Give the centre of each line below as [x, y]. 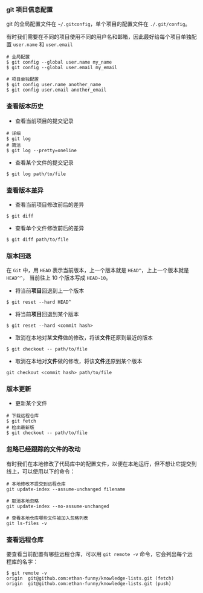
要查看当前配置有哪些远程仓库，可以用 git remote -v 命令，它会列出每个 [97, 554]
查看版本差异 [25, 190]
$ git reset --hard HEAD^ [39, 302]
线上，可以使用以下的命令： [41, 471]
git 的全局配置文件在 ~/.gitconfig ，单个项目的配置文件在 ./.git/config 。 [98, 24]
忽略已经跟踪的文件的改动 [43, 449]
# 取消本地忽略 [23, 501]
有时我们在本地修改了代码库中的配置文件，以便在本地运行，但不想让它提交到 [101, 464]
